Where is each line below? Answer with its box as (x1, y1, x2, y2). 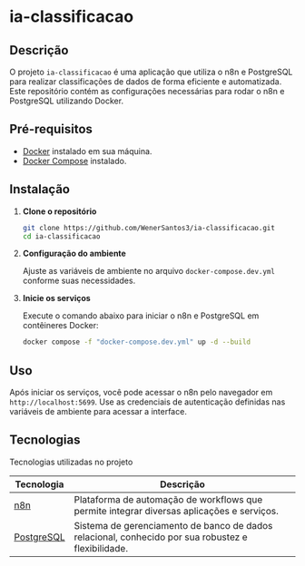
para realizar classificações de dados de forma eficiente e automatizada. (9, 76, 282, 87)
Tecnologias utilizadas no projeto (9, 456, 133, 467)
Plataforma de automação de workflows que (74, 493, 263, 505)
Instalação (9, 181, 71, 197)
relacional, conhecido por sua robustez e (74, 531, 248, 543)
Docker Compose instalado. (22, 155, 127, 166)
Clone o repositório (22, 206, 97, 217)
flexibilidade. (74, 542, 129, 554)
